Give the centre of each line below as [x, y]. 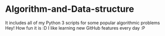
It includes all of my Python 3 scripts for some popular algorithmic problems [82, 23]
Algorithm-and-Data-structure [70, 9]
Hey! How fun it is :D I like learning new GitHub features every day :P [75, 28]
